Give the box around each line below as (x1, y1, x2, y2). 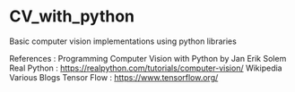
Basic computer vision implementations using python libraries (9, 36, 238, 46)
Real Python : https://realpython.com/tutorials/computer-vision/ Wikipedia (9, 63, 282, 73)
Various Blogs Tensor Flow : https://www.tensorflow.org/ (9, 71, 219, 82)
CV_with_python (9, 6, 134, 27)
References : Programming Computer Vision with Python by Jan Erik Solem (9, 53, 287, 63)
